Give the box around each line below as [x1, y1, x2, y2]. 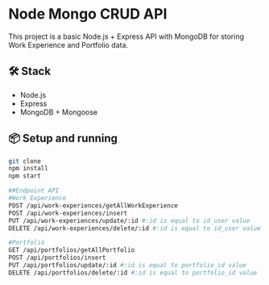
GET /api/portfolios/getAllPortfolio [8, 246, 135, 254]
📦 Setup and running [8, 132, 118, 145]
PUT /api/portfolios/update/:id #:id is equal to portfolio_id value [8, 262, 247, 270]
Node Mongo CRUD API [8, 5, 168, 23]
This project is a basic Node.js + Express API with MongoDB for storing [8, 31, 244, 41]
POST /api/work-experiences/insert [8, 209, 128, 217]
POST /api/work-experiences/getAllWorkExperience [8, 201, 179, 210]
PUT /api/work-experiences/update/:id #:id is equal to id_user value [8, 216, 250, 224]
